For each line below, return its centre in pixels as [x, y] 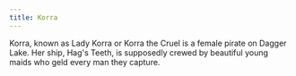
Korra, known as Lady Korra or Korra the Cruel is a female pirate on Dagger [148, 43]
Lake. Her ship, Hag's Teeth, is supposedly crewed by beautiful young [139, 52]
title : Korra [34, 17]
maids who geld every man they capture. [85, 62]
